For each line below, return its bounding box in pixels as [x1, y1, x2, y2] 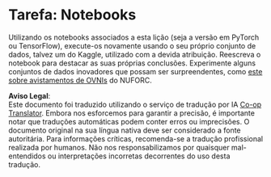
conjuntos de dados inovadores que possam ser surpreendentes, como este [8, 66, 263, 76]
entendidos [8, 151, 46, 161]
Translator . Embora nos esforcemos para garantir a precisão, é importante [8, 107, 255, 118]
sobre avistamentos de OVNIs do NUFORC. [8, 75, 152, 85]
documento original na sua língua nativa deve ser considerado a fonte [8, 125, 241, 135]
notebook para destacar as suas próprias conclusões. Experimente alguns [8, 58, 256, 68]
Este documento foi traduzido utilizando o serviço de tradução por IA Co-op [8, 99, 262, 109]
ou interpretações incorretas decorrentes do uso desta [47, 151, 231, 161]
